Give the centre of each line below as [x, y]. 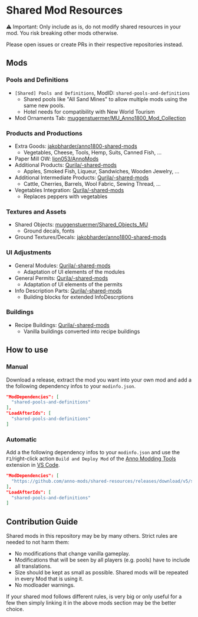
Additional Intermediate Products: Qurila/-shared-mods [82, 177]
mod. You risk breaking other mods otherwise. [62, 33]
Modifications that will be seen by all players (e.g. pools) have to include [102, 560]
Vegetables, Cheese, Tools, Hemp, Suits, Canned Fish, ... [93, 152]
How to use [27, 350]
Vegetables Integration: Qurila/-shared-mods [69, 190]
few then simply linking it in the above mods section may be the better [91, 603]
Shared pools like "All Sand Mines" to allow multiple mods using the [105, 99]
